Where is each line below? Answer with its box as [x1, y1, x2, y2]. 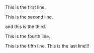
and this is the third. [5, 23, 46, 29]
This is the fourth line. [5, 33, 50, 39]
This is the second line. [5, 14, 53, 19]
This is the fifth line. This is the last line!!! [5, 43, 89, 49]
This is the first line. [5, 4, 46, 10]
